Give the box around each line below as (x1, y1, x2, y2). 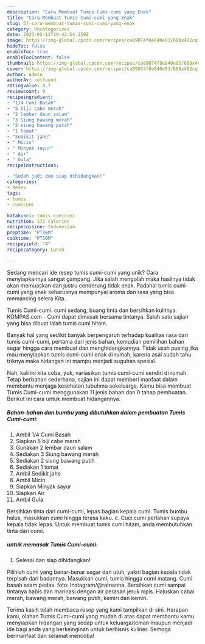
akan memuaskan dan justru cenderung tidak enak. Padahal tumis (7, 281, 172, 289)
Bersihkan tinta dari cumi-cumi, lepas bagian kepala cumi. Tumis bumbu (7, 507, 188, 515)
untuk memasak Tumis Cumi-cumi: (7, 541, 98, 548)
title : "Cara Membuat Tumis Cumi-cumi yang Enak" (7, 15, 136, 21)
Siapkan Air (15, 489, 45, 496)
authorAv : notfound (7, 77, 57, 83)
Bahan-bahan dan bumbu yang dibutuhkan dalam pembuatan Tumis (7, 409, 186, 416)
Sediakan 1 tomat (15, 463, 59, 471)
